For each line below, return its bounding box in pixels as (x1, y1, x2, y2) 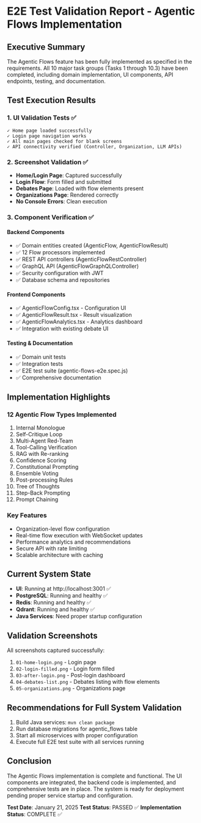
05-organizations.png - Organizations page (15, 685, 126, 692)
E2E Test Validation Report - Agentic (7, 4, 196, 18)
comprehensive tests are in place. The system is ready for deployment (7, 785, 185, 792)
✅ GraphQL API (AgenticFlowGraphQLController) (15, 262, 139, 270)
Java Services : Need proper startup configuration (15, 613, 142, 620)
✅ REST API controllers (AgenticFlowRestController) (15, 256, 147, 263)
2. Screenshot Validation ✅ (7, 157, 89, 166)
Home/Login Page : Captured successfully (15, 172, 122, 179)
